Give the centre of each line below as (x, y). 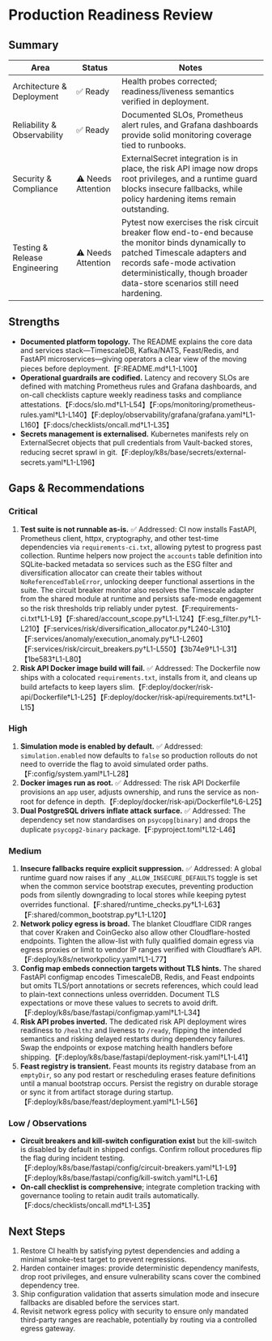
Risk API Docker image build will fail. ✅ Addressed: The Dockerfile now (140, 668)
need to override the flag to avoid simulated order (103, 763)
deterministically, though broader (185, 273)
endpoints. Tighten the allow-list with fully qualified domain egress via (137, 941)
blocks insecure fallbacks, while (182, 189)
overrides (36, 905)
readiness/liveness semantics (178, 91)
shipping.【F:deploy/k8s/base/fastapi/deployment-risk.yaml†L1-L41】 (136, 1057)
